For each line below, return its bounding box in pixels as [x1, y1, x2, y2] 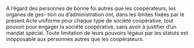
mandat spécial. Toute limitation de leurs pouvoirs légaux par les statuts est [6, 29, 189, 36]
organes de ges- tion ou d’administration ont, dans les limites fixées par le [6, 11, 185, 18]
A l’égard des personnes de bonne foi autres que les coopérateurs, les [6, 5, 176, 12]
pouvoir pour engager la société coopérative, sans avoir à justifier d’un [6, 23, 177, 30]
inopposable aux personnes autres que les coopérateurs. [6, 36, 144, 42]
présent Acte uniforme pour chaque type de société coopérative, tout [6, 17, 174, 24]
